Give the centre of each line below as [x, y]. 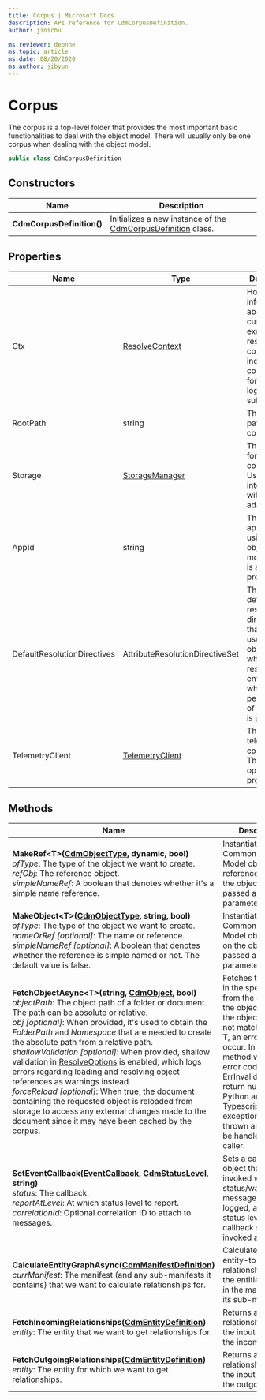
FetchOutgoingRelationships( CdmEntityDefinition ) [109, 1360]
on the [234, 945]
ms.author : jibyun [38, 67]
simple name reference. [56, 893]
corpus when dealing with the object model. [80, 144]
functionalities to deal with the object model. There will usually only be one [129, 136]
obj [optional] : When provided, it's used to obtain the [110, 1023]
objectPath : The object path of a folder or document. [110, 1003]
